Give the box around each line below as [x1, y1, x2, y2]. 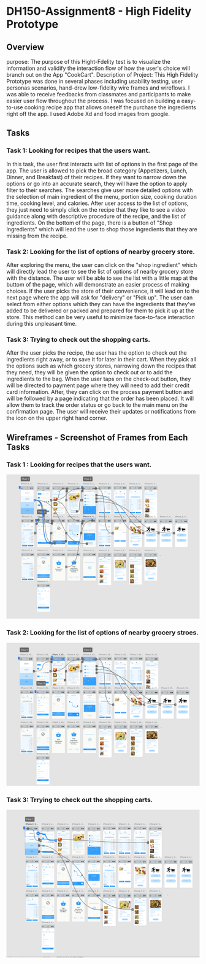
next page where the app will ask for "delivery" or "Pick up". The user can [6, 293, 193, 301]
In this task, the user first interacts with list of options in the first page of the [6, 160, 198, 168]
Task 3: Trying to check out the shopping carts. [6, 335, 151, 344]
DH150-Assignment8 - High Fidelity [6, 4, 192, 18]
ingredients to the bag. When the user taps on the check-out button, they [6, 376, 191, 383]
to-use [6, 104, 23, 111]
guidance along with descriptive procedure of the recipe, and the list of [6, 212, 186, 220]
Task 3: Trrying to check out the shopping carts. [6, 795, 153, 804]
